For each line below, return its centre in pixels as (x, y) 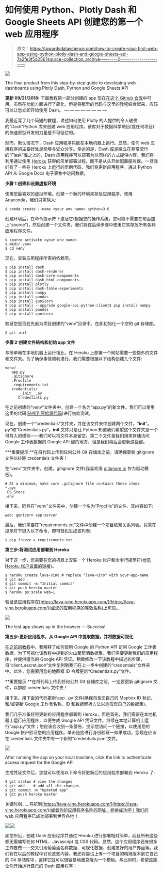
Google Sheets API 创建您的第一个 (74, 22)
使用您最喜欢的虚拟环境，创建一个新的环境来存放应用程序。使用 (69, 194)
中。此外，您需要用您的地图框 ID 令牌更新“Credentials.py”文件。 (69, 671)
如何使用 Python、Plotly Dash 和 (71, 10)
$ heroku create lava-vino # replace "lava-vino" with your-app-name (77, 575)
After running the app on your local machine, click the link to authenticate (78, 757)
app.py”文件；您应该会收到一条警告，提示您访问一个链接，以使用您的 (81, 726)
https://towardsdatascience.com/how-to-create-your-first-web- (94, 48)
